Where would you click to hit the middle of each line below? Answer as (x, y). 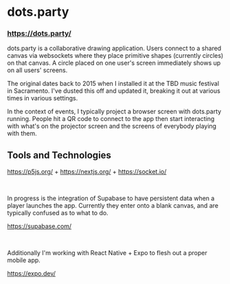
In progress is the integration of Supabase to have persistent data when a (111, 198)
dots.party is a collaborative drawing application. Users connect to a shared (114, 48)
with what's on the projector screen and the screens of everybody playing (112, 126)
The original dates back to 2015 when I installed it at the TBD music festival (113, 84)
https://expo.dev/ (32, 274)
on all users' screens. (37, 70)
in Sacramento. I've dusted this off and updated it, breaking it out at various (114, 91)
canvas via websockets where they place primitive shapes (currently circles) (115, 56)
